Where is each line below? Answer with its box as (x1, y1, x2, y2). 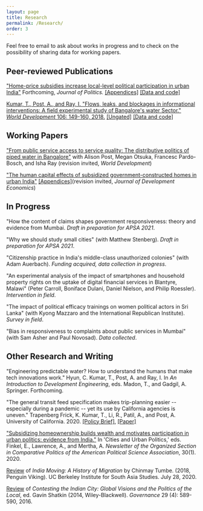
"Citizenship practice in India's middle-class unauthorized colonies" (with (6, 254, 189, 261)
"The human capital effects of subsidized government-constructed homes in (6, 171, 197, 178)
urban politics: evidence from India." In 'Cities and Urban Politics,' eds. (6, 435, 182, 443)
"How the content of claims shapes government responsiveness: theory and (6, 217, 196, 225)
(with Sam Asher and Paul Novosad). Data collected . (6, 333, 137, 341)
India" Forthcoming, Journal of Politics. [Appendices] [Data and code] (6, 89, 181, 96)
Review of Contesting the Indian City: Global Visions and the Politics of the (6, 484, 192, 492)
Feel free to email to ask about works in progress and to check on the (6, 42, 179, 50)
